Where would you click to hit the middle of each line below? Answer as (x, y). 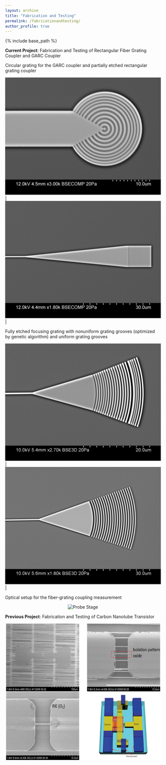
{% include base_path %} (31, 41)
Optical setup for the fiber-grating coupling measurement (63, 597)
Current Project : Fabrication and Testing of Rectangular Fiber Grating (76, 51)
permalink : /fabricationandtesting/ (43, 21)
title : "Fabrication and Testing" (41, 16)
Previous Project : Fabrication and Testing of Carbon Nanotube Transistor (80, 617)
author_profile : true (27, 26)
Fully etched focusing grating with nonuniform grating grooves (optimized (80, 331)
